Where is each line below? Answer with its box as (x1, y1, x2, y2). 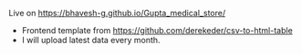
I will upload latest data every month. (21, 35, 161, 45)
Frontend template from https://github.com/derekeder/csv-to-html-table (21, 25, 293, 35)
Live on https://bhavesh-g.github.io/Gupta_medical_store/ (8, 8, 225, 18)
